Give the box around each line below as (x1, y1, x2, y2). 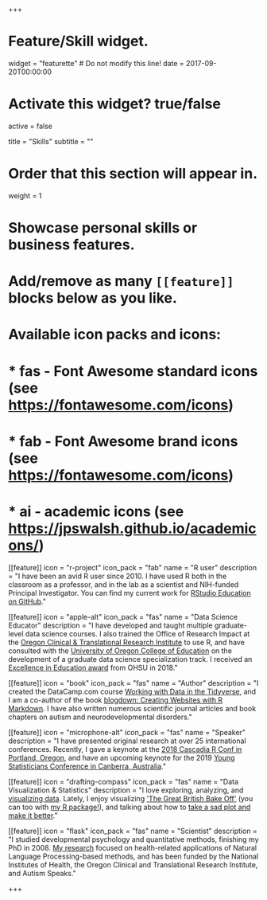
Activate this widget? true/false (8, 95, 221, 113)
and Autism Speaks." (8, 868, 77, 878)
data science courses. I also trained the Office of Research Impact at (25, 628, 250, 638)
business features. (8, 236, 135, 253)
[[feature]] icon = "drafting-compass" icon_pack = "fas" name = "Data (8, 777, 239, 786)
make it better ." (8, 810, 58, 820)
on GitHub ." (8, 597, 46, 606)
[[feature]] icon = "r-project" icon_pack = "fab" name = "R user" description (8, 562, 257, 572)
